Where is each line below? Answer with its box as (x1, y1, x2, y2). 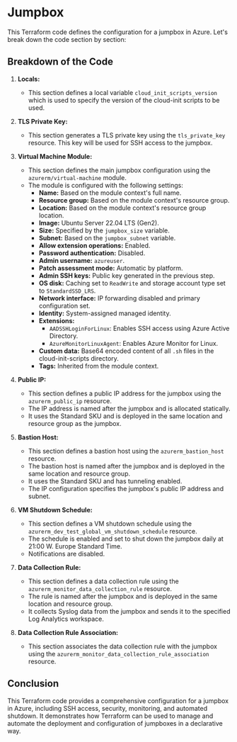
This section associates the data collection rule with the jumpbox (28, 642, 218, 651)
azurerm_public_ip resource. (28, 396, 112, 405)
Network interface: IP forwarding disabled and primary (38, 293, 200, 302)
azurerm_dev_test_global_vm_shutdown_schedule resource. (28, 527, 198, 535)
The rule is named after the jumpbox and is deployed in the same (28, 592, 218, 600)
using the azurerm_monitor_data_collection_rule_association (28, 649, 210, 658)
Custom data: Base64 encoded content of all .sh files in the (38, 347, 214, 355)
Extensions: (38, 316, 75, 325)
